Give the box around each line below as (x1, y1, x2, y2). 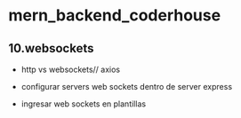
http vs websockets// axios (20, 64, 121, 75)
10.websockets (8, 41, 94, 56)
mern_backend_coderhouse (8, 5, 221, 26)
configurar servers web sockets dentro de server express (20, 82, 233, 91)
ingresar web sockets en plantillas (20, 98, 147, 109)
